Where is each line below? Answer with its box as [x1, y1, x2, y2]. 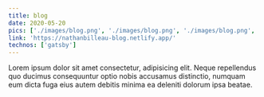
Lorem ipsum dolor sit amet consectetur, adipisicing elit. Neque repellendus [8, 63, 257, 72]
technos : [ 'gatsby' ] [8, 41, 77, 49]
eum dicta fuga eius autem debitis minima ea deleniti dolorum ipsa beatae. [8, 80, 253, 90]
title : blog [8, 11, 48, 20]
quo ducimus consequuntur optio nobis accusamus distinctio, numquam [8, 72, 246, 81]
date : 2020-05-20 [8, 19, 66, 27]
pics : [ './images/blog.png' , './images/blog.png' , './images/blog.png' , [8, 26, 255, 34]
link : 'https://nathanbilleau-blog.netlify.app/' [8, 33, 177, 42]
